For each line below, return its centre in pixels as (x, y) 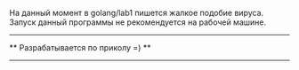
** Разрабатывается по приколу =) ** (80, 47)
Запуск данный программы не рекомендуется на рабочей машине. (138, 22)
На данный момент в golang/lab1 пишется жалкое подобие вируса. (137, 13)
